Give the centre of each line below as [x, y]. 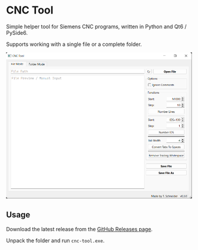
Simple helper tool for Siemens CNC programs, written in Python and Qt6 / [96, 26]
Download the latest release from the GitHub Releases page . [80, 229]
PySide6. [17, 32]
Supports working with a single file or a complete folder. [74, 44]
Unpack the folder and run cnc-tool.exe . [55, 240]
